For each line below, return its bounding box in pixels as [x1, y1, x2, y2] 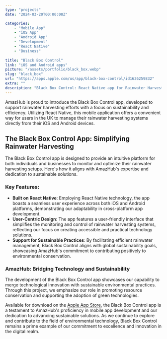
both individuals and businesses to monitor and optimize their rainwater [5, 161, 152, 167]
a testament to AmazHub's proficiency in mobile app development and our [5, 307, 158, 313]
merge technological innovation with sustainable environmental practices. [5, 282, 156, 288]
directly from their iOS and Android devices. [5, 120, 95, 126]
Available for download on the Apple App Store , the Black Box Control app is [5, 302, 162, 308]
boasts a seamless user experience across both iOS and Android [12, 200, 145, 206]
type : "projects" [5, 7, 41, 12]
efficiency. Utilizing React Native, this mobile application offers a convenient [5, 110, 161, 116]
